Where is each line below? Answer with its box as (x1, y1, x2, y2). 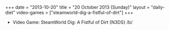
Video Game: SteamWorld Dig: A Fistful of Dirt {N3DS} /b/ (12, 19, 133, 25)
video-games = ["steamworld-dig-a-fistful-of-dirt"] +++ (16, 9, 134, 15)
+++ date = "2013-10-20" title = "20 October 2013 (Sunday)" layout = (5, 4, 150, 10)
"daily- (151, 4, 165, 10)
